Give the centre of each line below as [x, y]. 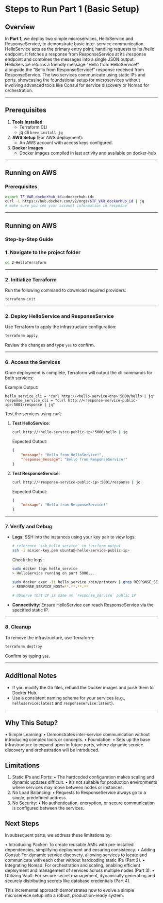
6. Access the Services [33, 362]
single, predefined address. [39, 798]
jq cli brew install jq [41, 132]
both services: [19, 378]
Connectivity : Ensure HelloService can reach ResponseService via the [83, 605]
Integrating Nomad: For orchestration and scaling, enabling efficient [73, 865]
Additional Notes [31, 676]
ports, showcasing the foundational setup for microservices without [73, 80]
